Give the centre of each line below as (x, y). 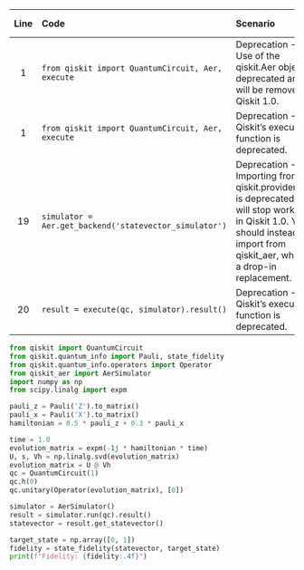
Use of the (258, 56)
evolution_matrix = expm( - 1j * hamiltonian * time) (109, 448)
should (250, 232)
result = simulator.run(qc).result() (81, 515)
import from (261, 244)
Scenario (256, 24)
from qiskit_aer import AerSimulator (81, 373)
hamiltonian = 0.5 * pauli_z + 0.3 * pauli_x (96, 423)
